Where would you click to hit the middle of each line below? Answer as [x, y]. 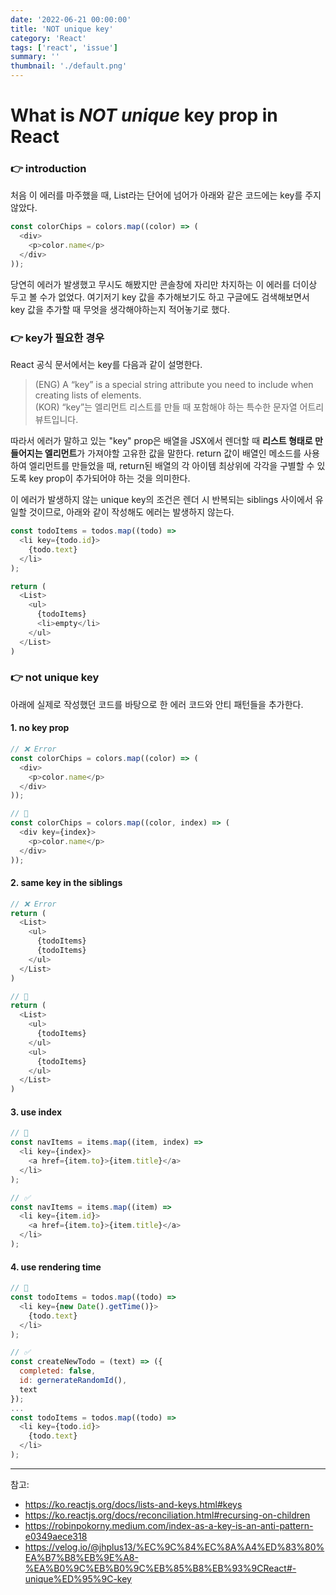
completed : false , [58, 1371]
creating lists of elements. [88, 395]
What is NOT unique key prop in [144, 115]
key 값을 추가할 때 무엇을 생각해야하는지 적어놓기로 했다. [120, 309]
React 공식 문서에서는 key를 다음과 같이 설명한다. [106, 365]
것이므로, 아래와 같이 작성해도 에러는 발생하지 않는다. [131, 512]
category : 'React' [48, 38]
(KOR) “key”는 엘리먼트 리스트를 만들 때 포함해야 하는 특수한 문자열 [166, 407]
